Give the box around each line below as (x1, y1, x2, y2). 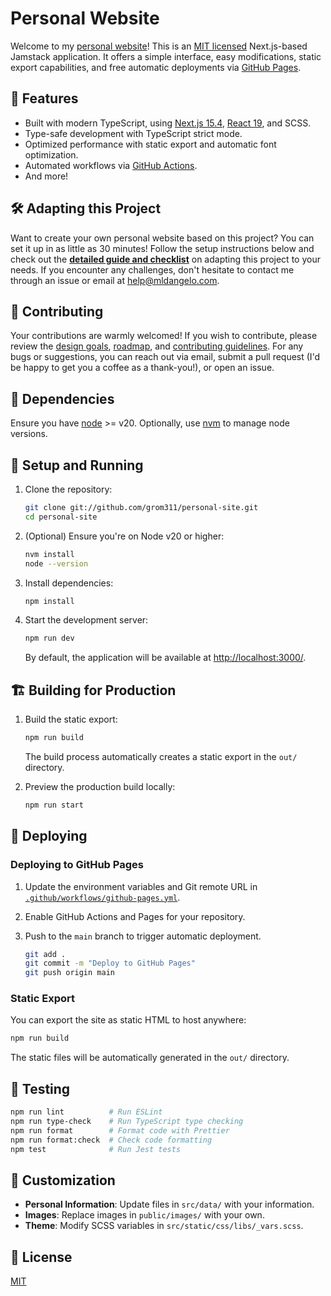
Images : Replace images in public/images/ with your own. (24, 1209, 265, 1221)
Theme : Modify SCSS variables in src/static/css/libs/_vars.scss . (24, 1220, 304, 1232)
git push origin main (24, 968, 115, 978)
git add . (24, 949, 67, 959)
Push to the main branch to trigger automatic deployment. (24, 930, 262, 942)
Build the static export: (24, 713, 118, 726)
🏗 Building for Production (10, 682, 177, 699)
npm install (24, 596, 75, 606)
